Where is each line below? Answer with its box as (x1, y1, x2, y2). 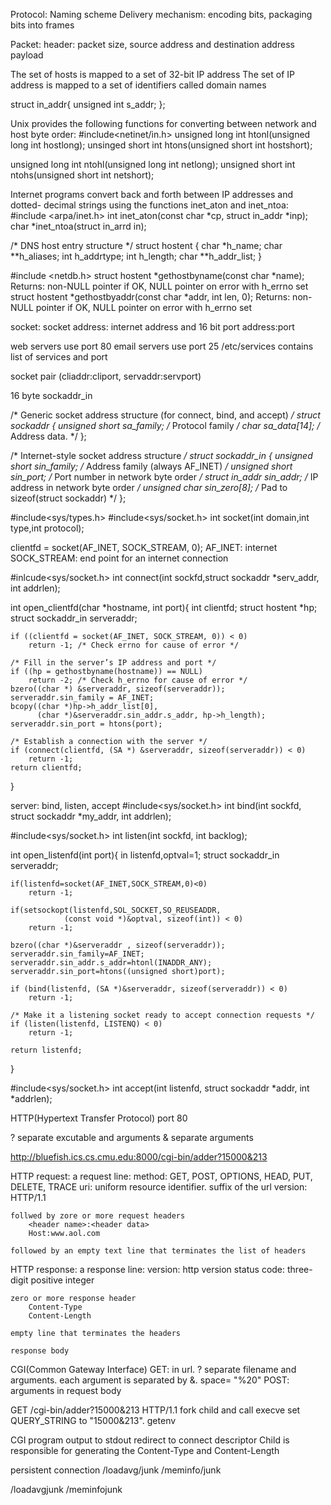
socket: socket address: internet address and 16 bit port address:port (10, 321, 295, 333)
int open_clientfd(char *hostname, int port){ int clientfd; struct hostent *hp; (10, 602, 318, 613)
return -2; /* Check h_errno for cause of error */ (28, 675, 248, 685)
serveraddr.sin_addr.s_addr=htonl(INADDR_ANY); (10, 958, 213, 968)
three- (287, 1264, 313, 1275)
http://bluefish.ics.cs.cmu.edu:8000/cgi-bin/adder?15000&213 (10, 1151, 268, 1163)
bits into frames (10, 19, 75, 31)
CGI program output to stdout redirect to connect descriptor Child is (10, 1434, 290, 1446)
